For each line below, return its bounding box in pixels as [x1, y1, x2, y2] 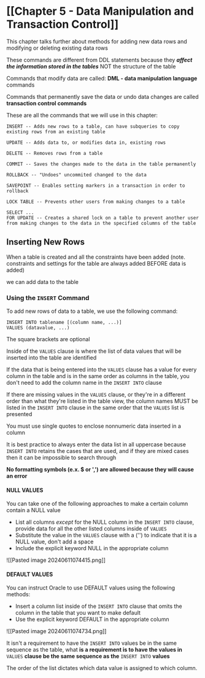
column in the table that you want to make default [15, 609, 141, 617]
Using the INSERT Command [6, 293, 90, 302]
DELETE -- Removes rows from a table [6, 150, 103, 156]
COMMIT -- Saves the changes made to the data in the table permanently [6, 161, 196, 167]
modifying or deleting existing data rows [6, 44, 109, 52]
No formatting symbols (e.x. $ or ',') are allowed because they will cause [6, 466, 195, 473]
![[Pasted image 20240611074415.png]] [6, 556, 106, 564]
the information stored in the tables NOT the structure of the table [6, 63, 176, 70]
